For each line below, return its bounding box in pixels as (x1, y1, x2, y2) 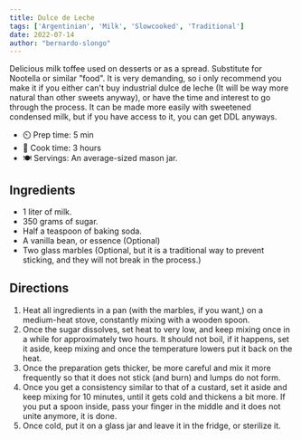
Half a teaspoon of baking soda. (22, 225, 143, 236)
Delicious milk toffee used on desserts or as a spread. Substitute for (9, 63, 262, 74)
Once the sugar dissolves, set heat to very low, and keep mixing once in (22, 323, 291, 335)
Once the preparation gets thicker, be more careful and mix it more (22, 362, 271, 373)
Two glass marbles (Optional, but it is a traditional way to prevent (22, 245, 265, 256)
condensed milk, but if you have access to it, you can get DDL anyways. (9, 111, 277, 122)
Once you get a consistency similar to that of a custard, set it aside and (22, 381, 287, 392)
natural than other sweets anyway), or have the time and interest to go (9, 92, 271, 103)
